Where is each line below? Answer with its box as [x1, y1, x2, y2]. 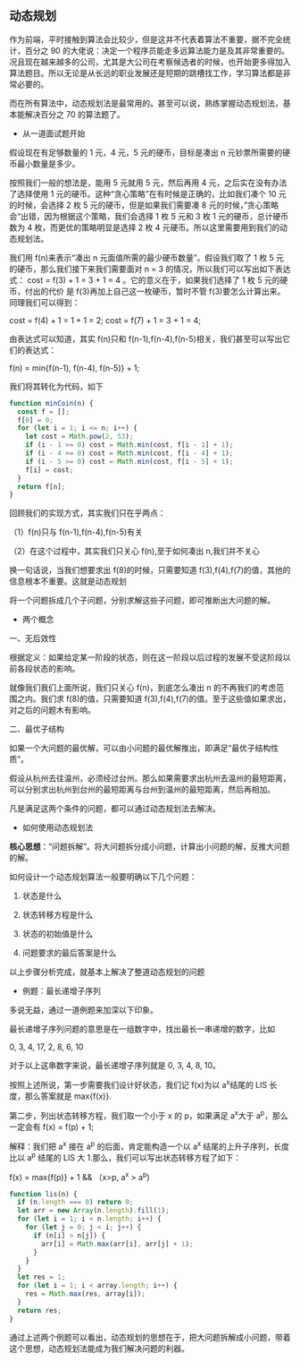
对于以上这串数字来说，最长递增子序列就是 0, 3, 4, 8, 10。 [9, 1060, 221, 1071]
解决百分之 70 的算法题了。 [24, 108, 125, 119]
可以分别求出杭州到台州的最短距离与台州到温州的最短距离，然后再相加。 [9, 784, 275, 795]
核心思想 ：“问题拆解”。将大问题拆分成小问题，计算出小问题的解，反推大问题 [9, 841, 290, 852]
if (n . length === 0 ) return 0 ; [17, 1198, 134, 1207]
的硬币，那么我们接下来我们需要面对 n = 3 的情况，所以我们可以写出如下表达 [9, 263, 291, 274]
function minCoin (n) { [9, 398, 94, 407]
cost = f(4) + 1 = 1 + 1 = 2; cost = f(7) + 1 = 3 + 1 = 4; [9, 314, 201, 325]
